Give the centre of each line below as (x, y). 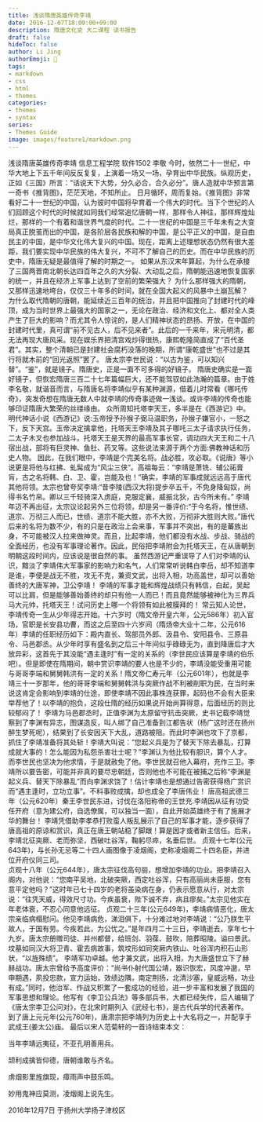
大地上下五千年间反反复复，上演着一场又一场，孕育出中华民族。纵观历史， (135, 173)
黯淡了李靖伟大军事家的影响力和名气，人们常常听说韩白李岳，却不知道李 (138, 565)
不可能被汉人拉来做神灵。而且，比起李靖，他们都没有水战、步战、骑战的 (138, 535)
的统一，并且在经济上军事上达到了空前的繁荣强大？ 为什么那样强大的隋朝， (129, 280)
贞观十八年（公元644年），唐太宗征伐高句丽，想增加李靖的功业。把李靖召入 (130, 869)
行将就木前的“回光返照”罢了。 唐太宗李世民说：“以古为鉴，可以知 (113, 359)
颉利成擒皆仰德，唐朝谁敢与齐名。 (63, 1060)
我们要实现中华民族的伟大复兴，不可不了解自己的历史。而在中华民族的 (135, 251)
